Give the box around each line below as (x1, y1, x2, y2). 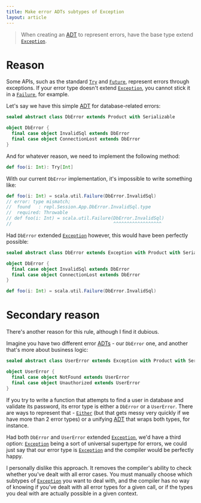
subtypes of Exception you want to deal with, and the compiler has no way (6, 477, 190, 484)
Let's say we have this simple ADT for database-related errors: (6, 103, 161, 110)
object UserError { (6, 369, 55, 375)
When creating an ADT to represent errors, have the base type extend (20, 31, 193, 38)
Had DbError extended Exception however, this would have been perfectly (6, 232, 188, 239)
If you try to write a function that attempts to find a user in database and (6, 396, 184, 403)
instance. (6, 421, 29, 429)
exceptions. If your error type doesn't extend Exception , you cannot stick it (6, 85, 190, 92)
